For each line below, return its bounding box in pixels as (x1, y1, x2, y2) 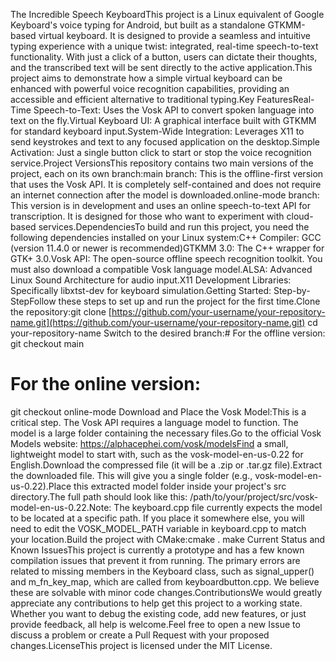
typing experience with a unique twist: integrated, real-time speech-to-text (10, 40, 319, 52)
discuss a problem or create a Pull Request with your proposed (10, 629, 270, 641)
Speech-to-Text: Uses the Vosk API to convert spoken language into (33, 104, 315, 116)
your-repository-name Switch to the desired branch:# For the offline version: (10, 327, 326, 339)
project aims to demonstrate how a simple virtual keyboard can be (10, 72, 283, 84)
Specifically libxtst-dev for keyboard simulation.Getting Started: (10, 285, 272, 296)
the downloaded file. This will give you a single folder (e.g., (10, 469, 253, 481)
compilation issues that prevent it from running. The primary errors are (10, 554, 301, 566)
